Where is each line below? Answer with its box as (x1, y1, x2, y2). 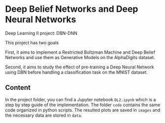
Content (5, 84, 31, 92)
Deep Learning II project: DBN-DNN (5, 30, 77, 36)
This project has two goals (5, 39, 59, 45)
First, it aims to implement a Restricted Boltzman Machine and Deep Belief (5, 49, 156, 55)
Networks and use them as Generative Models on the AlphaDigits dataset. (5, 54, 155, 60)
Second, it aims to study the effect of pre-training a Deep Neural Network (5, 64, 154, 70)
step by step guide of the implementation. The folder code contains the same (5, 102, 161, 108)
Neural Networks (5, 14, 76, 25)
